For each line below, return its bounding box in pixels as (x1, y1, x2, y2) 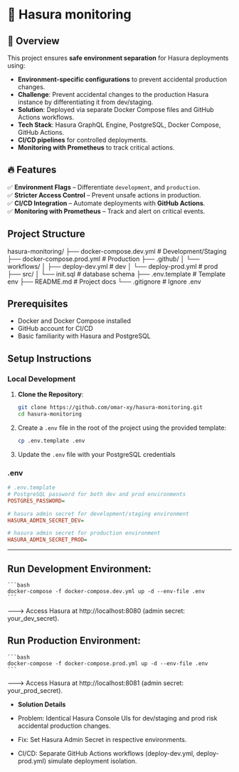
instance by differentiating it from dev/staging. (17, 98, 154, 106)
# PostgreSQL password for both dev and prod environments (7, 490, 186, 498)
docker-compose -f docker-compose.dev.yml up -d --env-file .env (7, 587, 205, 595)
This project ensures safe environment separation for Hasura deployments (7, 53, 229, 62)
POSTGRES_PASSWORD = (7, 497, 65, 505)
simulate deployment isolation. (47, 756, 137, 765)
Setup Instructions (7, 352, 92, 364)
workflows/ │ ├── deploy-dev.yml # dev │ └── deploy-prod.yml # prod (7, 262, 218, 270)
